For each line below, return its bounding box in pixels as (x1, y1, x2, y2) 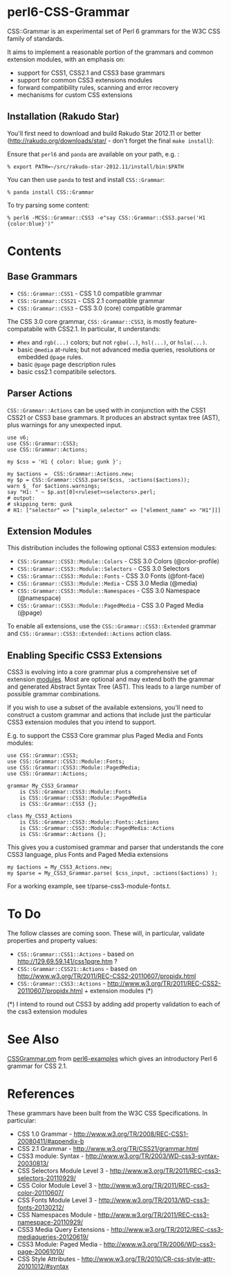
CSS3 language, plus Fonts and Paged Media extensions (7, 851, 169, 859)
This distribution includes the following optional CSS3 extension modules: (7, 544, 217, 552)
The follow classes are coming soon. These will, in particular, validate (7, 929, 205, 938)
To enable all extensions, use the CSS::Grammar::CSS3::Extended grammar (7, 622, 216, 631)
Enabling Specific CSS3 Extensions (7, 649, 163, 661)
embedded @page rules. (17, 352, 84, 361)
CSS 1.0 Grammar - (17, 1130, 73, 1138)
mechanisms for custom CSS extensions (17, 91, 133, 99)
